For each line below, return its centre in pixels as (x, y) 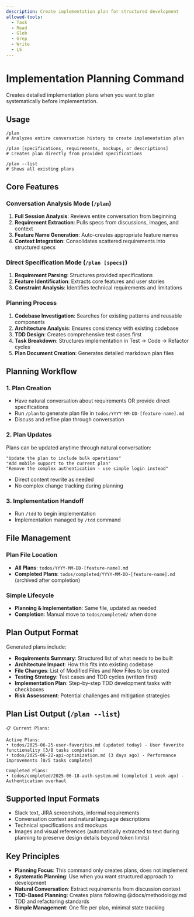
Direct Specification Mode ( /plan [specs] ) (67, 263)
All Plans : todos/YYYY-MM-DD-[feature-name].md (71, 567)
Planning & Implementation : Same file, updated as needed (85, 608)
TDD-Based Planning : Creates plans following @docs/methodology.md (101, 895)
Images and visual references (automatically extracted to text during (97, 831)
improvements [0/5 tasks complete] (49, 760)
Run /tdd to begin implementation (55, 514)
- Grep (19, 39)
